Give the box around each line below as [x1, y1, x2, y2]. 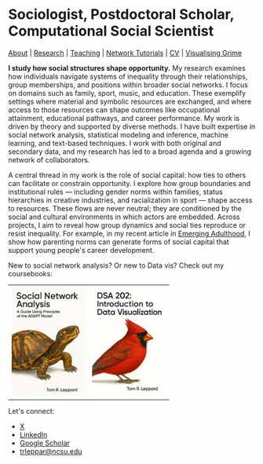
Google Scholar [19, 438, 71, 448]
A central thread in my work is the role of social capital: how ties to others [8, 170, 247, 180]
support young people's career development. [8, 245, 155, 254]
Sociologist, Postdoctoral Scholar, [8, 5, 234, 24]
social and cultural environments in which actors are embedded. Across [8, 212, 240, 221]
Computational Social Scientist [8, 22, 214, 40]
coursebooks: [8, 269, 53, 278]
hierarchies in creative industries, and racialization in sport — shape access [8, 195, 253, 205]
